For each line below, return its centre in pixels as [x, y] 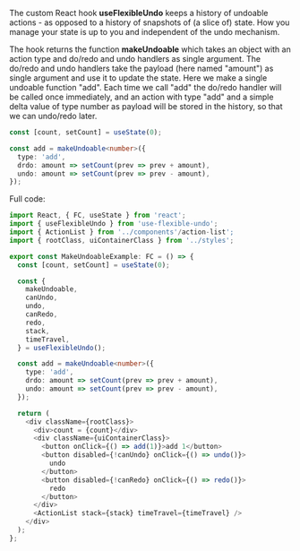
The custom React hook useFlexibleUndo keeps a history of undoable [139, 13]
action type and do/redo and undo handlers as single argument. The [135, 59]
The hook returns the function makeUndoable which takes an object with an [150, 49]
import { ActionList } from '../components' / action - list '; [122, 232]
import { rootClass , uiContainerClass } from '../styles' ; [122, 240]
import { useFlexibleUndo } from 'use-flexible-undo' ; [114, 224]
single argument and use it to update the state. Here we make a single [138, 78]
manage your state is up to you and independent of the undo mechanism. [145, 32]
